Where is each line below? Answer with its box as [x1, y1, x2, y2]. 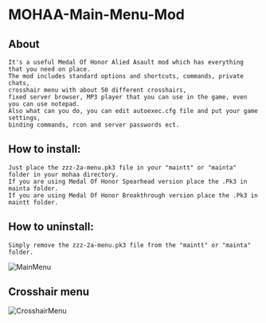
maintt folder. [8, 198, 59, 206]
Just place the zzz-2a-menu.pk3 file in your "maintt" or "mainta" [8, 163, 237, 172]
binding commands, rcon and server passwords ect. [8, 121, 180, 129]
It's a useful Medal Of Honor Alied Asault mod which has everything [8, 58, 244, 66]
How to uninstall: [8, 220, 94, 234]
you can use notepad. [8, 100, 80, 108]
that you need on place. [8, 65, 91, 73]
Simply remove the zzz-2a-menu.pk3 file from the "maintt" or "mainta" [8, 241, 251, 249]
